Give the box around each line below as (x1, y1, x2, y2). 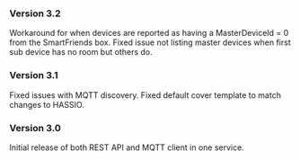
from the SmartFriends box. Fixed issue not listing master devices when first (9, 37, 291, 48)
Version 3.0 (9, 121, 61, 134)
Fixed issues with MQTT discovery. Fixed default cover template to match (9, 89, 281, 101)
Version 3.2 (9, 7, 61, 20)
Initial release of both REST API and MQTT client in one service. (9, 142, 244, 153)
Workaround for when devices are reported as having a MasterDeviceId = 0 (9, 28, 289, 39)
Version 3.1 (9, 69, 58, 82)
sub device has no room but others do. (9, 47, 153, 58)
